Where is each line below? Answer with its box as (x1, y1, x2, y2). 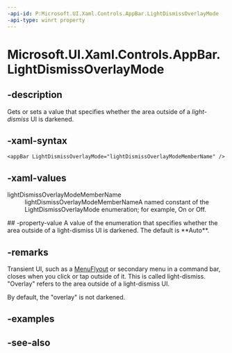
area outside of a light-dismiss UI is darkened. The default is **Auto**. (7, 227, 210, 235)
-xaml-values (7, 172, 67, 184)
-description (7, 89, 63, 101)
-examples (7, 313, 55, 325)
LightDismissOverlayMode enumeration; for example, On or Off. (24, 206, 207, 214)
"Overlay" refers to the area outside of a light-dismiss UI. (7, 279, 170, 288)
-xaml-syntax (7, 135, 68, 147)
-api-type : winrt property (7, 17, 85, 24)
